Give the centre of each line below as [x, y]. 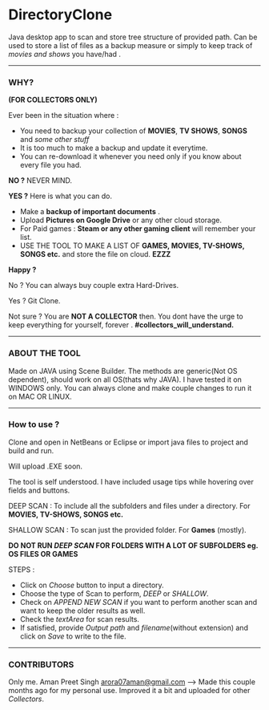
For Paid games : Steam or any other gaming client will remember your [138, 229]
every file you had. [50, 165]
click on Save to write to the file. [73, 636]
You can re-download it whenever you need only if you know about [130, 156]
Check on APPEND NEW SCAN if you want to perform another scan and [139, 602]
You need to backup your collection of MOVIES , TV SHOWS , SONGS [134, 131]
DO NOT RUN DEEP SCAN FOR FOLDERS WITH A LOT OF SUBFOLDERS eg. [133, 545]
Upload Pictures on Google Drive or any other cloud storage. [121, 220]
